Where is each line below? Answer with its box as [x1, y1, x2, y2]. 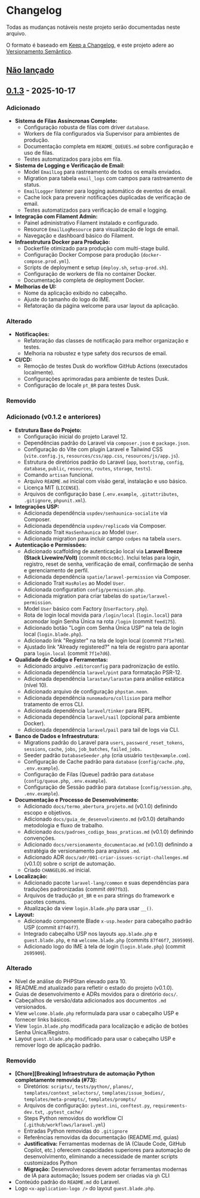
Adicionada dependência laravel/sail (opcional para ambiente [23, 713, 180, 720]
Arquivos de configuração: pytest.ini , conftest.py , [23, 1102, 152, 1109]
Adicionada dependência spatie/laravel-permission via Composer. [23, 573, 191, 580]
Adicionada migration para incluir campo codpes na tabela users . [23, 535, 182, 542]
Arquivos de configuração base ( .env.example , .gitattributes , [23, 490, 179, 497]
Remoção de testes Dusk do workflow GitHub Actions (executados [23, 362, 188, 370]
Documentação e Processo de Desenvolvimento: [14, 796, 139, 803]
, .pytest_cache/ [42, 1108, 84, 1116]
